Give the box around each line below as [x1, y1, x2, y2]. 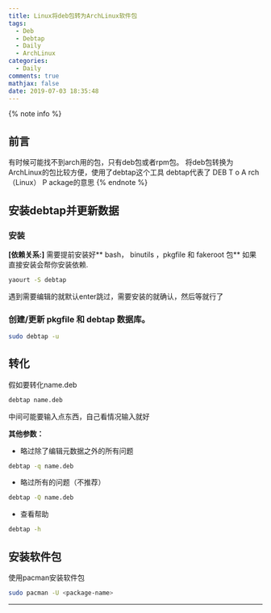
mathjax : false [8, 79, 60, 87]
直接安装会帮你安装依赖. [8, 259, 89, 269]
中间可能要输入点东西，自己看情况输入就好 [8, 411, 150, 421]
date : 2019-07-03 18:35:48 [8, 86, 99, 95]
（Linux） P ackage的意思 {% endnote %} [8, 178, 148, 187]
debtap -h [8, 526, 42, 534]
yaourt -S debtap [8, 275, 67, 283]
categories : [8, 57, 48, 65]
